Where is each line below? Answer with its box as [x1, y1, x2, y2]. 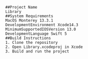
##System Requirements [5, 14, 53, 19]
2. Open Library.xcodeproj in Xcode [5, 44, 83, 49]
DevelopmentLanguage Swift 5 [5, 31, 67, 36]
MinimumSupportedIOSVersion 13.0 [5, 27, 76, 32]
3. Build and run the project [5, 49, 70, 54]
